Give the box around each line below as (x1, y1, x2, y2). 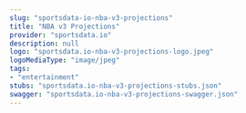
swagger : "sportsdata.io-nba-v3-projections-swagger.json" (9, 89, 239, 98)
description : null (9, 38, 79, 48)
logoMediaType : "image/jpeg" (9, 56, 120, 65)
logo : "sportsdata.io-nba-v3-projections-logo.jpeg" (9, 47, 214, 56)
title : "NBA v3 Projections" (9, 22, 120, 31)
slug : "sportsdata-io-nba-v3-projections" (9, 13, 173, 23)
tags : (9, 65, 30, 74)
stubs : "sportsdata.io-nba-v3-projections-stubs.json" (9, 81, 222, 90)
